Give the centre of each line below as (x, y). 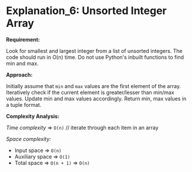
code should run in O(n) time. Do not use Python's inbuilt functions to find (95, 57)
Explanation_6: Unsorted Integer (86, 11)
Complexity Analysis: (33, 116)
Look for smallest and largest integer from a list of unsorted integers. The (94, 50)
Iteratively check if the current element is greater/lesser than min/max (90, 92)
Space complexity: (29, 139)
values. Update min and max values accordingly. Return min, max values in (96, 99)
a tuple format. (24, 104)
